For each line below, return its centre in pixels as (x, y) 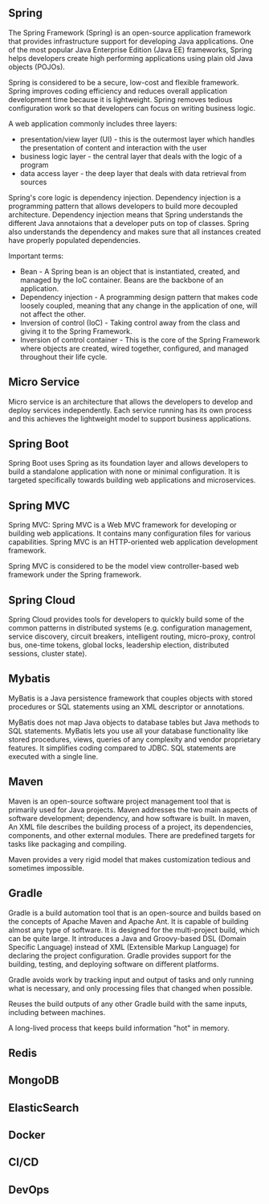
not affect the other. (53, 314)
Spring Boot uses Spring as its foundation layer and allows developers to (128, 463)
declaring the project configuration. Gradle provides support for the (120, 955)
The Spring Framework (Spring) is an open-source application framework (130, 32)
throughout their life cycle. (63, 356)
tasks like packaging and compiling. (67, 844)
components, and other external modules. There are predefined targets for (132, 835)
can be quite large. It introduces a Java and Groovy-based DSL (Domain (127, 938)
